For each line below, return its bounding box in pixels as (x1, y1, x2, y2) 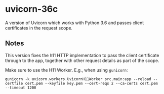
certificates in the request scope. (5, 25, 73, 31)
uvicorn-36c (5, 3, 58, 15)
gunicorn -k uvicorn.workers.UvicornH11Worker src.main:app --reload (5, 76, 152, 82)
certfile (5, 81, 23, 86)
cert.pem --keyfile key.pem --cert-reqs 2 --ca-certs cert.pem (25, 81, 158, 86)
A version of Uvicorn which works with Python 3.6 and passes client (5, 20, 144, 26)
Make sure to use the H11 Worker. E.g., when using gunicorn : (5, 67, 128, 73)
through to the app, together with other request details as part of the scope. (5, 58, 160, 63)
